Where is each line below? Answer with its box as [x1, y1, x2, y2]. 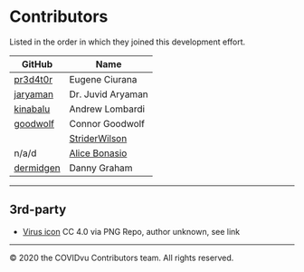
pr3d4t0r [14, 73, 52, 85]
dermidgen [14, 161, 61, 174]
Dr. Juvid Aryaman [69, 88, 149, 101]
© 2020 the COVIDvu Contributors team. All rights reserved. [9, 252, 234, 263]
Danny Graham [69, 161, 133, 174]
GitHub [21, 57, 52, 70]
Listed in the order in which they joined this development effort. [9, 36, 246, 47]
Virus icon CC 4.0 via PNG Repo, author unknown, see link [22, 226, 241, 237]
